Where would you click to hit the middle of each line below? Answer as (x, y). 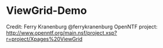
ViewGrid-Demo (46, 11)
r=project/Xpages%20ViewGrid (44, 39)
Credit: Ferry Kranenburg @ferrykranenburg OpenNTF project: (82, 27)
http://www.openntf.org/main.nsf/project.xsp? (62, 32)
